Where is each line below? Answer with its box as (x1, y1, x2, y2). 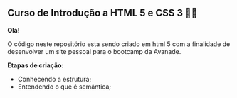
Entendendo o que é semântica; (17, 82, 112, 91)
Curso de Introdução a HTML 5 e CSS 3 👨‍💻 (7, 7, 198, 19)
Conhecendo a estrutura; (17, 75, 92, 83)
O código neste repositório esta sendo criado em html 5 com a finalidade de (7, 40, 231, 48)
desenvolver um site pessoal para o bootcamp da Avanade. (7, 47, 181, 55)
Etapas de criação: (7, 61, 64, 70)
